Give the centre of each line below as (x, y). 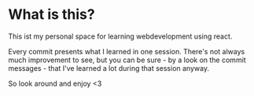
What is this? (52, 15)
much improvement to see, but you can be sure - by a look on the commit (127, 60)
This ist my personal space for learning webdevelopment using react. (120, 36)
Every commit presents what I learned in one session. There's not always (127, 51)
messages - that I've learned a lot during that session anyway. (109, 68)
